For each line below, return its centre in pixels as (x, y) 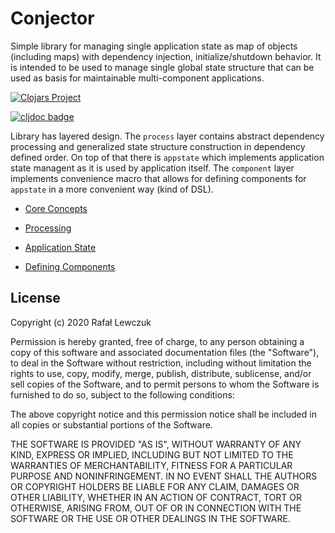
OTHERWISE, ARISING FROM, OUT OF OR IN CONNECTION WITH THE (156, 508)
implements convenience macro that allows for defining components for (158, 178)
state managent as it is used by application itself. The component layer (152, 168)
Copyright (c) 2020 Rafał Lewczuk (81, 322)
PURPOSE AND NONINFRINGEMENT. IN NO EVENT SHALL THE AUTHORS (164, 476)
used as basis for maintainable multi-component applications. (137, 78)
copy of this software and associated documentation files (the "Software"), (165, 352)
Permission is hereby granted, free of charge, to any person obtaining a (157, 341)
